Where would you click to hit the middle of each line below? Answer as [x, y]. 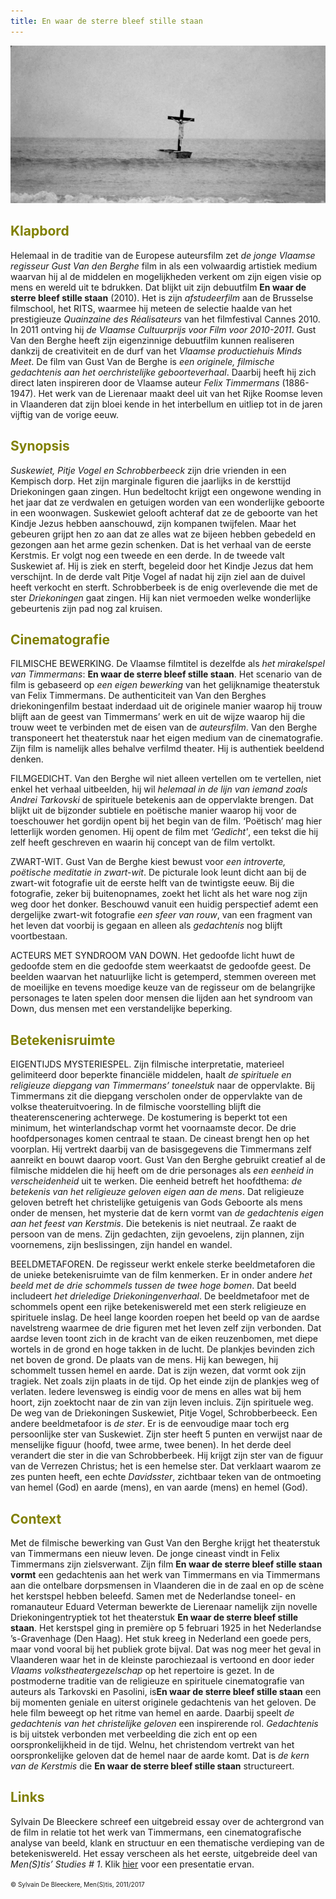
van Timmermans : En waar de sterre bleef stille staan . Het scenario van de [166, 674]
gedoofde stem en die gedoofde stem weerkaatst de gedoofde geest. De [161, 966]
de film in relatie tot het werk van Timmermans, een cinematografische [156, 1832]
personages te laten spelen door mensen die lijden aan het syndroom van [161, 998]
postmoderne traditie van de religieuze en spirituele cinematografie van [157, 1681]
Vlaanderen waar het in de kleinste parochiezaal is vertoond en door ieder [162, 1660]
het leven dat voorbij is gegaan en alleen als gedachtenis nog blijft [146, 926]
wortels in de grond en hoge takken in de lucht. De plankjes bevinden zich [163, 1349]
